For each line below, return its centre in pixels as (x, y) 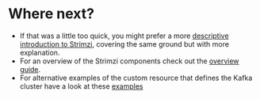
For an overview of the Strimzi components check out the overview (129, 61)
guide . (30, 69)
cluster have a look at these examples (81, 86)
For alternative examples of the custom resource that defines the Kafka (136, 78)
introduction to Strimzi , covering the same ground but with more (124, 44)
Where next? (52, 14)
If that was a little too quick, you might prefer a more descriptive (124, 36)
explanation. (40, 52)
